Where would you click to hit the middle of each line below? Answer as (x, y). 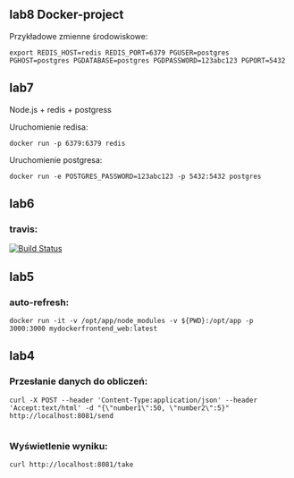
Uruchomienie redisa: (49, 127)
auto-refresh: (39, 302)
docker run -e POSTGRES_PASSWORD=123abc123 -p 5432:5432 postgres (135, 176)
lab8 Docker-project (67, 15)
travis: (24, 229)
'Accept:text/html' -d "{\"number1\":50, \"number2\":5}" (119, 408)
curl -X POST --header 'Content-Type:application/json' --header (133, 400)
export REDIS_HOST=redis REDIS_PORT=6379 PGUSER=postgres (119, 53)
